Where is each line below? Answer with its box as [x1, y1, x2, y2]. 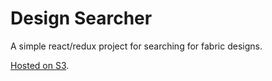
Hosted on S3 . [10, 59, 70, 71]
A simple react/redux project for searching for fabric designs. [10, 40, 263, 52]
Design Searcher [10, 7, 153, 30]
